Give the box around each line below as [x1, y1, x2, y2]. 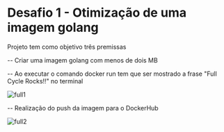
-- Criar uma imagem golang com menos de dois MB [7, 56, 158, 64]
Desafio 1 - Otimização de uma [7, 5, 186, 21]
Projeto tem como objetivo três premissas [7, 42, 127, 51]
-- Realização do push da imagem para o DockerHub [7, 104, 159, 112]
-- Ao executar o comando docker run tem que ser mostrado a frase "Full [7, 69, 217, 78]
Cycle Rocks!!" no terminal [7, 76, 83, 85]
